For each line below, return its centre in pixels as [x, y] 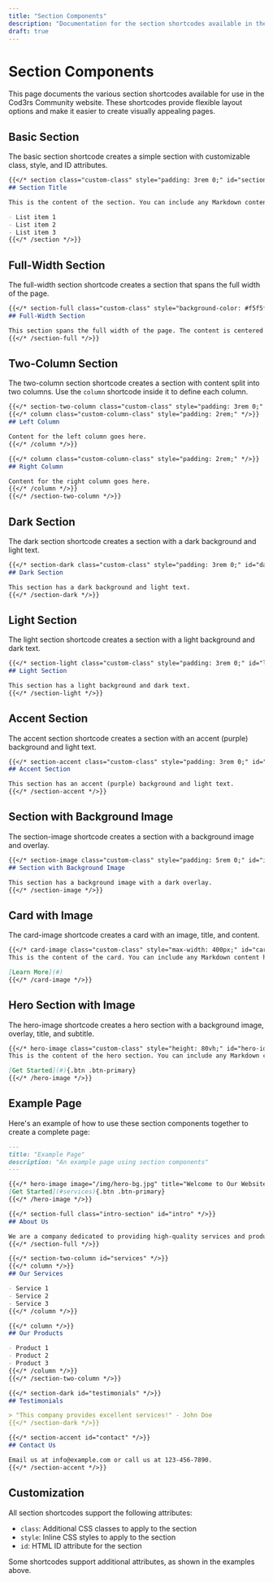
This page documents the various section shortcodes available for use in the [136, 94]
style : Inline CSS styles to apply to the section [98, 1537]
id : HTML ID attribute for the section [81, 1545]
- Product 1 [28, 1348]
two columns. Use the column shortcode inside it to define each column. [128, 392]
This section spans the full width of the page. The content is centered [136, 331]
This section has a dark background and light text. [100, 587]
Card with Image [51, 915]
